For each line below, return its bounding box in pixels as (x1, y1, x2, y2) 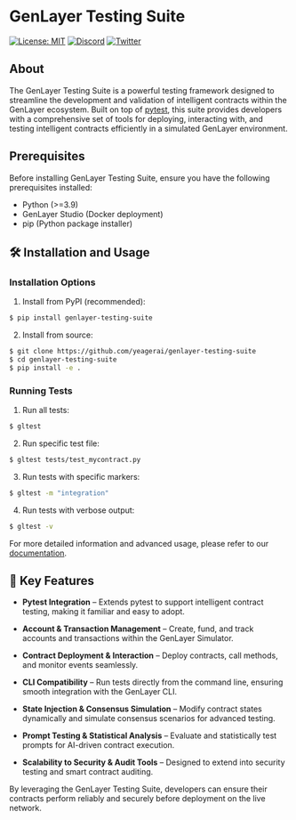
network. (9, 803, 43, 814)
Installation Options (9, 276, 96, 288)
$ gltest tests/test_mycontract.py (9, 455, 141, 464)
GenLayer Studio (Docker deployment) (21, 208, 164, 219)
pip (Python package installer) (21, 218, 133, 229)
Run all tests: (21, 405, 69, 416)
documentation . (9, 548, 68, 558)
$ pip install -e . (9, 363, 82, 372)
